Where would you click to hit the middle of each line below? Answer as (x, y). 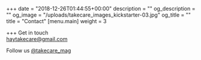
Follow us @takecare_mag (39, 50)
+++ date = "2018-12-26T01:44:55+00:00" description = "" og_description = (101, 9)
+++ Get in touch (27, 33)
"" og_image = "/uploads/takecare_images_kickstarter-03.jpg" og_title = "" (98, 15)
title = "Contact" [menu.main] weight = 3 (56, 21)
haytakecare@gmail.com (37, 39)
